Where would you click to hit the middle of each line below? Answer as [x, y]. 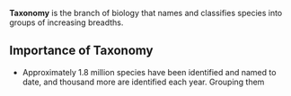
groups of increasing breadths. [66, 22]
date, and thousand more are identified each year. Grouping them [143, 82]
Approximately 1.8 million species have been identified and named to [149, 72]
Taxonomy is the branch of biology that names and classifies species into [146, 13]
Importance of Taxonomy [81, 51]
